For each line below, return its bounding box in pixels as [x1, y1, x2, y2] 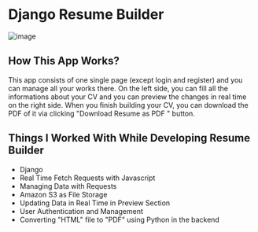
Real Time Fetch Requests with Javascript [19, 173, 156, 182]
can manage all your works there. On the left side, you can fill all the [8, 83, 228, 93]
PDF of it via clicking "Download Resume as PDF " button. [8, 109, 195, 118]
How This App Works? [8, 54, 120, 68]
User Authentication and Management [19, 206, 144, 215]
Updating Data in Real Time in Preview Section [19, 198, 171, 208]
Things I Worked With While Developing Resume [8, 131, 251, 145]
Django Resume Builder [8, 6, 164, 24]
